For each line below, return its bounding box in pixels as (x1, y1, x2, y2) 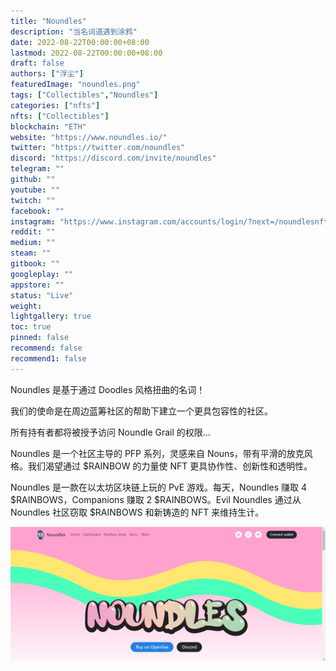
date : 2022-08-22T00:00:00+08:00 (10, 37, 150, 47)
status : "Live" (10, 290, 74, 300)
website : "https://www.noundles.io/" (10, 132, 168, 142)
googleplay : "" (10, 269, 74, 279)
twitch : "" (10, 195, 56, 205)
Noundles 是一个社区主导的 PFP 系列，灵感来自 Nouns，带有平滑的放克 (10, 447, 305, 459)
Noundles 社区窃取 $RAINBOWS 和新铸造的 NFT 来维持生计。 (10, 506, 265, 518)
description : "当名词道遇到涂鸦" (10, 26, 138, 37)
